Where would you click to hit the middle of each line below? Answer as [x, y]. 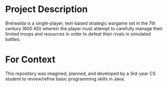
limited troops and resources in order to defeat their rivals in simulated [78, 34]
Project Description [47, 9]
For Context [30, 60]
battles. [13, 39]
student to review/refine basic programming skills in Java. [65, 78]
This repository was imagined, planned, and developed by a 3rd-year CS [80, 73]
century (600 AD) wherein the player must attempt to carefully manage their [84, 28]
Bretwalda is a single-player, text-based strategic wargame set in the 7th [80, 23]
